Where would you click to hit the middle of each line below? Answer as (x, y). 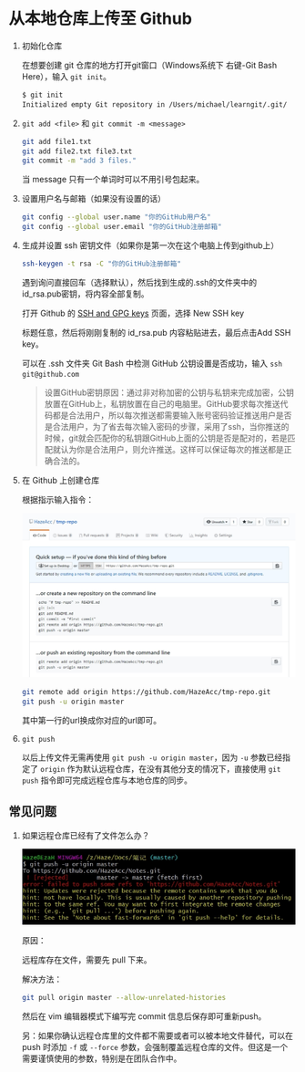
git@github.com (51, 374)
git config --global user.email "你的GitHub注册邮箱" (122, 227)
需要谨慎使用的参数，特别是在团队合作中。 (102, 1058)
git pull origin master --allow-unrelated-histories (124, 998)
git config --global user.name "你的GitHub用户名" (116, 217)
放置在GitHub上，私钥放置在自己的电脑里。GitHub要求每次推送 (162, 403)
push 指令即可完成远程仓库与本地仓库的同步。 (107, 780)
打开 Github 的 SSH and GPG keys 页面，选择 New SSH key (133, 313)
